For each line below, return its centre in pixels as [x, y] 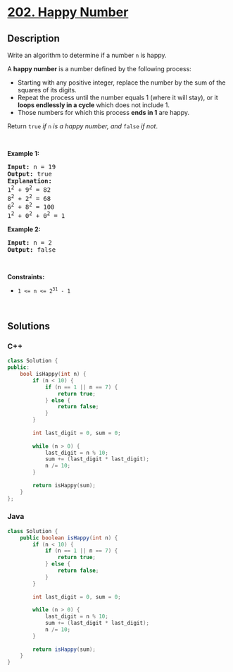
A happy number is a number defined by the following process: [99, 69]
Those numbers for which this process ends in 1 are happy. [103, 112]
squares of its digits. [47, 90]
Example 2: [24, 229]
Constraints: [26, 276]
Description [33, 38]
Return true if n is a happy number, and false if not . [83, 126]
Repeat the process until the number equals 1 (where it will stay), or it [118, 97]
